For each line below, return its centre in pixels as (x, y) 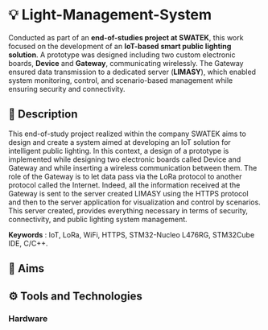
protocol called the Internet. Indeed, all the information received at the (124, 185)
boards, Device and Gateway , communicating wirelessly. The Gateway (126, 63)
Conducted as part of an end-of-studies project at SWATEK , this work (126, 37)
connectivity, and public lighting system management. (98, 219)
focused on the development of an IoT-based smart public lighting (120, 46)
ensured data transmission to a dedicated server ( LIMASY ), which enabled (132, 72)
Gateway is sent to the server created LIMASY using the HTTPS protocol (128, 193)
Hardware (28, 319)
